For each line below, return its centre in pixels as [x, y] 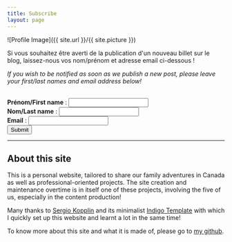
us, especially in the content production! [64, 197]
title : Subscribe [32, 13]
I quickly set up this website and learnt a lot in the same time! [94, 218]
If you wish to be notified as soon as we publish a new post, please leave [112, 74]
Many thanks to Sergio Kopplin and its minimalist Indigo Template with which [116, 210]
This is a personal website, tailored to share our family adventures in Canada [116, 175]
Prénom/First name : [37, 102]
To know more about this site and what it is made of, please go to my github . [116, 231]
